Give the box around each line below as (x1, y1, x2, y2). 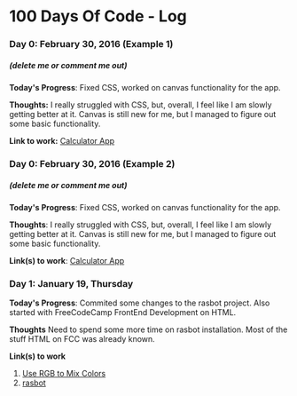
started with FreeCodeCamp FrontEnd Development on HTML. (9, 307, 237, 318)
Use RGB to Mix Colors (21, 368, 106, 379)
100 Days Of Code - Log (9, 6, 188, 27)
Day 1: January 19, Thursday (9, 277, 134, 289)
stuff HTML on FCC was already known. (9, 334, 155, 345)
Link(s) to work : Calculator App (9, 255, 125, 265)
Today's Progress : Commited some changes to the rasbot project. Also (9, 297, 270, 308)
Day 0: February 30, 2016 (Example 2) (9, 158, 176, 170)
